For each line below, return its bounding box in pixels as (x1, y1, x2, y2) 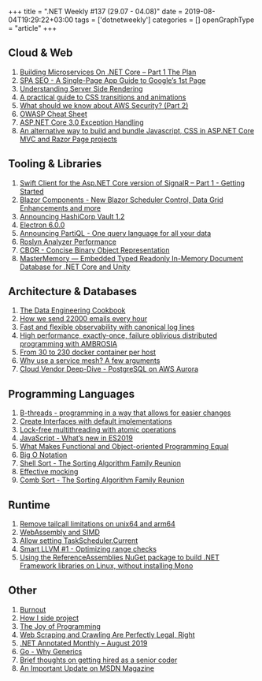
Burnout (19, 604, 46, 614)
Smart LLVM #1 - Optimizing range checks (19, 544, 157, 554)
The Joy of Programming (19, 621, 101, 630)
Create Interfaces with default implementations (19, 417, 172, 426)
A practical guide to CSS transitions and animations (19, 92, 186, 102)
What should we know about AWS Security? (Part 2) (19, 100, 189, 110)
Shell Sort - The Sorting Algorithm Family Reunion (19, 458, 181, 468)
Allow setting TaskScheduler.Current (19, 536, 138, 545)
